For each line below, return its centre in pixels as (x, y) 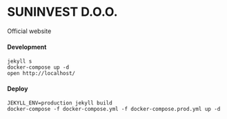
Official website (29, 31)
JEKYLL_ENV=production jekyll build (60, 103)
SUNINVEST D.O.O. (63, 12)
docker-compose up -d (38, 67)
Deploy (18, 88)
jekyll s (20, 62)
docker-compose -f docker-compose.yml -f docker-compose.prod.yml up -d (114, 109)
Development (27, 47)
